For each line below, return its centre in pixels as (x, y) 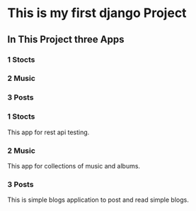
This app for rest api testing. (48, 132)
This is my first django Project (97, 13)
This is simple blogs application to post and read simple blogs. (98, 200)
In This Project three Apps (66, 39)
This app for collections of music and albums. (74, 166)
